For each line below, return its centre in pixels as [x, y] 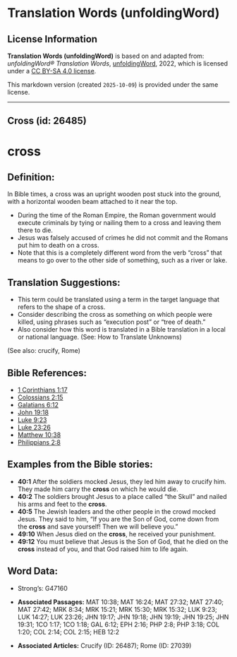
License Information [52, 39]
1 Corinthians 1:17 [43, 390]
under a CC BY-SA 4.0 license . [52, 71]
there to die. [35, 230]
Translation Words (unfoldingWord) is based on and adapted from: [106, 56]
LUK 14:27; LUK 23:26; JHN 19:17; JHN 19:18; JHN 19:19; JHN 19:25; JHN [123, 617]
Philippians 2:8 [39, 442]
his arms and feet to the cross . [62, 504]
